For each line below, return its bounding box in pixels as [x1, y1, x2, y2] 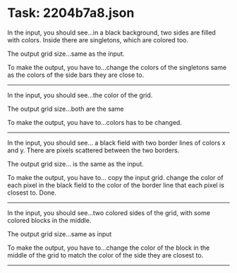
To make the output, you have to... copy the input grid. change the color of [7, 173, 224, 181]
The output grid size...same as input [7, 229, 112, 238]
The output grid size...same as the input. [7, 49, 125, 58]
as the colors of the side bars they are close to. [7, 71, 145, 79]
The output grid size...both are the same [7, 104, 124, 113]
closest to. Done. [7, 188, 57, 197]
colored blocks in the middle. [7, 216, 92, 224]
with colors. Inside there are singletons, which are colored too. [7, 35, 189, 44]
